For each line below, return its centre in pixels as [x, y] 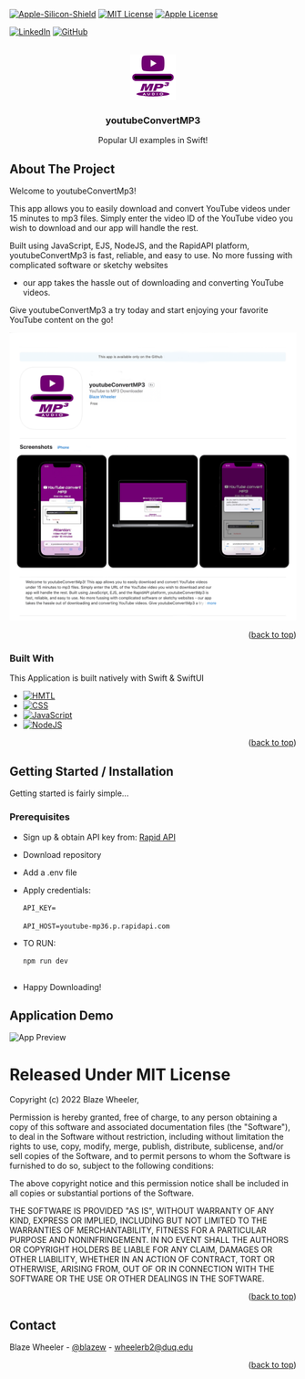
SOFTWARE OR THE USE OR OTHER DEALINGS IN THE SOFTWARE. [137, 1279]
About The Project [62, 169]
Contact [33, 1325]
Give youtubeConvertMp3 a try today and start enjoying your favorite [139, 310]
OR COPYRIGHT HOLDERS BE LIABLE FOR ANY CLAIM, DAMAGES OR [141, 1249]
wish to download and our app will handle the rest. [104, 228]
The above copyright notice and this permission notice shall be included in [149, 1184]
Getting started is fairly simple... [69, 793]
